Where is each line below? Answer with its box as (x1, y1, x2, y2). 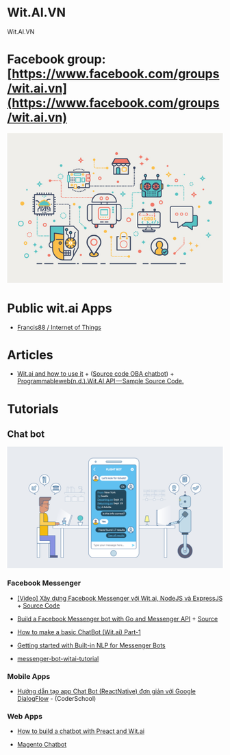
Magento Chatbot (16, 741, 67, 749)
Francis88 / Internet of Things (16, 323, 101, 331)
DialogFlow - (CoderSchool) (16, 695, 97, 703)
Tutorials (7, 401, 59, 416)
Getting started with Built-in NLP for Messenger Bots (16, 641, 166, 649)
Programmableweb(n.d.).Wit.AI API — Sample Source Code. (16, 377, 184, 385)
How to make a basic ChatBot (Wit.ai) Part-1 (16, 627, 142, 636)
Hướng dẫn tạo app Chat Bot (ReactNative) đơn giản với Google (16, 687, 196, 695)
